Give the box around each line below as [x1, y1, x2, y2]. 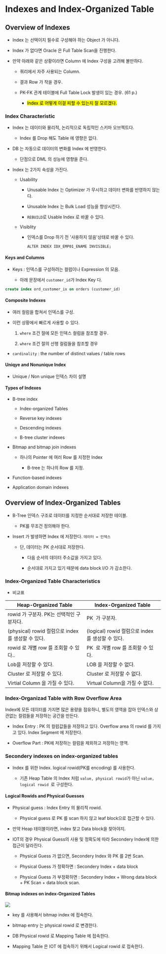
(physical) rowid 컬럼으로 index [7, 628, 79, 635]
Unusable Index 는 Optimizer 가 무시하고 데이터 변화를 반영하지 [27, 187, 151, 193]
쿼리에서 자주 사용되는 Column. [19, 68, 81, 74]
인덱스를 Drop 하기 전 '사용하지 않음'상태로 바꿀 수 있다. [27, 234, 134, 240]
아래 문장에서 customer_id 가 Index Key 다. [19, 276, 102, 283]
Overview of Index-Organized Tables [5, 499, 121, 507]
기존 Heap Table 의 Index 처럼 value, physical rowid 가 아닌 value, [19, 775, 155, 781]
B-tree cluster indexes [19, 434, 65, 440]
